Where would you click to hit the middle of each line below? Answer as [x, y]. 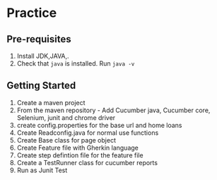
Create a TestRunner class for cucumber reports [87, 162]
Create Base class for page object [66, 140]
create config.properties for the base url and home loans [99, 125]
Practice [32, 13]
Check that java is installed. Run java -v [76, 64]
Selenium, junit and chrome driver [66, 117]
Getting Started [41, 86]
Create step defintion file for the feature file [80, 155]
